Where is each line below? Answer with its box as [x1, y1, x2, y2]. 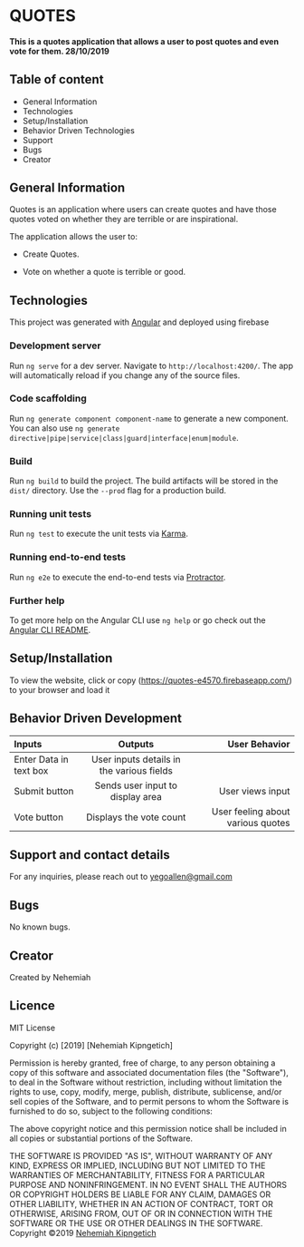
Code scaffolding [9, 392, 88, 404]
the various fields [99, 764, 174, 776]
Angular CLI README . [9, 625, 91, 635]
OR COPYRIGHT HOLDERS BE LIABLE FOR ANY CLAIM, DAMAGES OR [9, 1189, 271, 1200]
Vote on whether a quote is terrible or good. [22, 267, 186, 278]
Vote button [14, 811, 64, 823]
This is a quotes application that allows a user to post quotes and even [9, 35, 279, 46]
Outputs [118, 737, 155, 750]
